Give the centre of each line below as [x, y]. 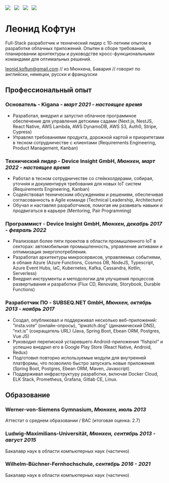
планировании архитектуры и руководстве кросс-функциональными [80, 54]
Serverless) [25, 273]
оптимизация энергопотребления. [50, 252]
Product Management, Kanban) [45, 148]
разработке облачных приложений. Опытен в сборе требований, [76, 48]
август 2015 [21, 440]
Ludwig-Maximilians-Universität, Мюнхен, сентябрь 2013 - [80, 434]
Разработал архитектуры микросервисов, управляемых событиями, [87, 257]
